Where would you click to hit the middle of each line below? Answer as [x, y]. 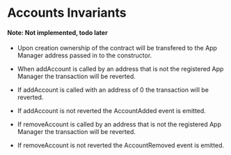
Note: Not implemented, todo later [57, 32]
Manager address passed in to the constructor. [85, 56]
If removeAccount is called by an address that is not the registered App [119, 124]
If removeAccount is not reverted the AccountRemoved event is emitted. [121, 145]
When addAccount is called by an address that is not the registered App [120, 69]
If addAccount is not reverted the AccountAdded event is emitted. [112, 111]
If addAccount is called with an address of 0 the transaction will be [113, 90]
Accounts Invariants [67, 13]
